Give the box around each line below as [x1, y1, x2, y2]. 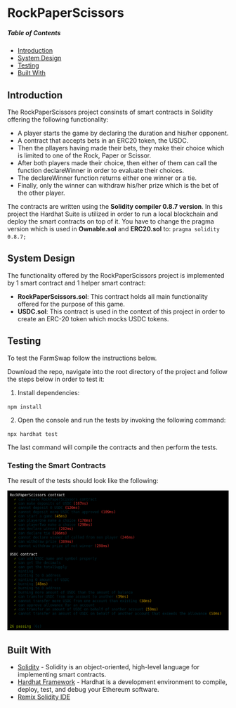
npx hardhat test [7, 430, 58, 437]
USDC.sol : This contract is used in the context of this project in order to [17, 307, 225, 316]
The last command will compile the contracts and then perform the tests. [7, 443, 218, 451]
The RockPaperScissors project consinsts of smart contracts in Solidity [7, 108, 213, 116]
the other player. [17, 188, 65, 197]
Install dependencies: [17, 388, 80, 397]
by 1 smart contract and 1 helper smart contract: [7, 278, 146, 287]
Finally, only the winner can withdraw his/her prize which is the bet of [17, 181, 219, 189]
